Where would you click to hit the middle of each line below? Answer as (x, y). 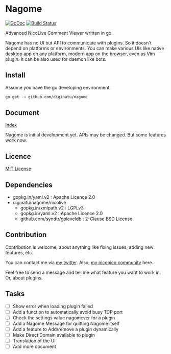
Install (15, 75)
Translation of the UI (34, 341)
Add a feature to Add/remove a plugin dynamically (66, 329)
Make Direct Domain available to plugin (54, 335)
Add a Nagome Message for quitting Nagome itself (66, 323)
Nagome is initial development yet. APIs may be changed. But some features (86, 135)
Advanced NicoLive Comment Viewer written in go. (59, 33)
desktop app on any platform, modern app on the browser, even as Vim (80, 54)
